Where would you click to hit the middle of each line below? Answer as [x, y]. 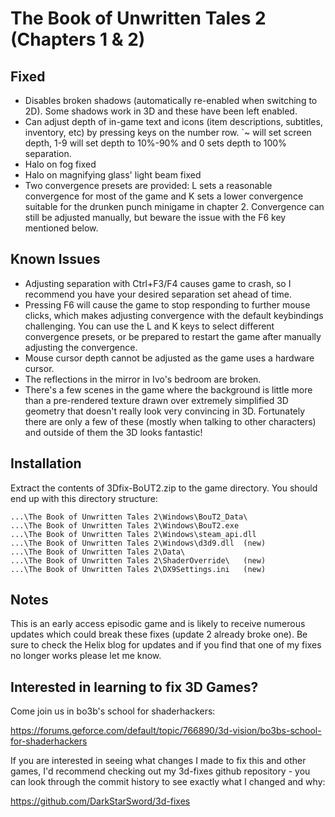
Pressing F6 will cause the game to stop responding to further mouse [167, 304]
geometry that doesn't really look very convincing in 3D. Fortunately [165, 411]
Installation [46, 463]
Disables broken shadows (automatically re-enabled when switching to [171, 100]
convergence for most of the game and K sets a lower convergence [164, 196]
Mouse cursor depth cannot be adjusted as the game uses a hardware [169, 358]
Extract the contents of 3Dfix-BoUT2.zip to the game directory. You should [164, 488]
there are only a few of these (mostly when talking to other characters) [170, 421]
